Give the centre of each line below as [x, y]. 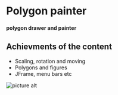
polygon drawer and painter [41, 27]
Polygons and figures [41, 68]
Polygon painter [46, 11]
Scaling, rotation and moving [50, 61]
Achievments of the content [59, 47]
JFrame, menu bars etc [43, 73]
